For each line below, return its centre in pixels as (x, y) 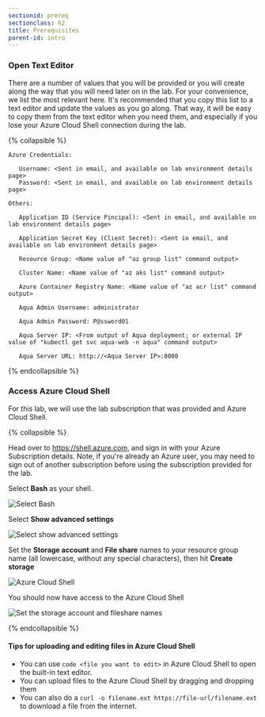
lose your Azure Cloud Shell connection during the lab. (97, 125)
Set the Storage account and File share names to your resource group (123, 550)
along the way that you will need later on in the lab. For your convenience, (129, 91)
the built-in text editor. (56, 673)
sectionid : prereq (38, 15)
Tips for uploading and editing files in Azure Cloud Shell (102, 646)
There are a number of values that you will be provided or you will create (127, 82)
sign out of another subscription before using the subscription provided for (130, 464)
